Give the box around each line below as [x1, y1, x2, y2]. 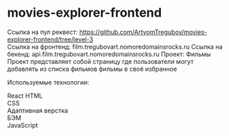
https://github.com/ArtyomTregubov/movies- [79, 28, 207, 36]
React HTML [7, 92, 43, 100]
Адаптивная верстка [7, 106, 68, 114]
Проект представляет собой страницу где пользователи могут [7, 57, 194, 65]
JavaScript [7, 121, 38, 129]
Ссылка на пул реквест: [7, 28, 78, 36]
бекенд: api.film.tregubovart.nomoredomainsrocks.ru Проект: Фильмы [7, 50, 212, 58]
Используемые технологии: [7, 78, 90, 86]
